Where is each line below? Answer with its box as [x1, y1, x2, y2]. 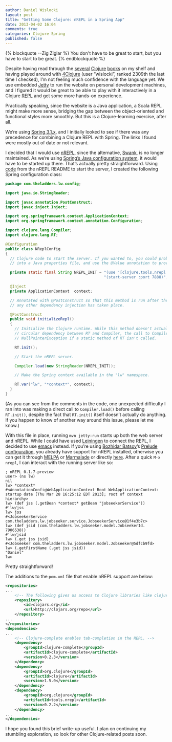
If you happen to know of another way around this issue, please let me [5, 417, 154, 423]
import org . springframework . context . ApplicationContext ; [5, 213, 130, 219]
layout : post [5, 12, 33, 17]
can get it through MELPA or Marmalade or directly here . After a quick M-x [5, 454, 161, 460]
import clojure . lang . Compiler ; [5, 228, 72, 233]
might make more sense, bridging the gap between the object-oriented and [5, 108, 164, 114]
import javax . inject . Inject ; [5, 204, 68, 210]
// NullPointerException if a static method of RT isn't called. [14, 336, 157, 341]
